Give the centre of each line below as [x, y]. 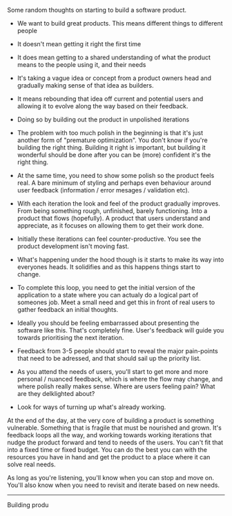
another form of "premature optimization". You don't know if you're [113, 140]
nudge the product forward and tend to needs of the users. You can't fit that [115, 442]
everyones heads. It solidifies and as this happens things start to [109, 267]
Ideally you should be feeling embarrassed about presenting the [108, 323]
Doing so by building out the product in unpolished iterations [103, 119]
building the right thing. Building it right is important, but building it [111, 147]
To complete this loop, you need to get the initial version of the [106, 288]
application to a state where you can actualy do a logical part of [108, 295]
